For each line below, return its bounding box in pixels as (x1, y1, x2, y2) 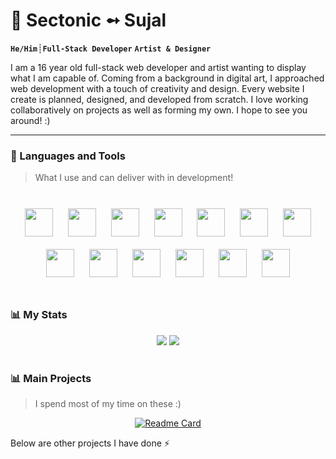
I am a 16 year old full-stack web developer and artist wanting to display (10, 61, 307, 73)
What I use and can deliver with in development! (34, 172, 234, 184)
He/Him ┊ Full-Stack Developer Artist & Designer (10, 42, 212, 54)
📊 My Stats (10, 308, 68, 322)
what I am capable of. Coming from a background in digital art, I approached (10, 72, 325, 84)
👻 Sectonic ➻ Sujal (10, 9, 167, 32)
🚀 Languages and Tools (10, 149, 126, 163)
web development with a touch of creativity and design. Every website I (10, 82, 305, 94)
